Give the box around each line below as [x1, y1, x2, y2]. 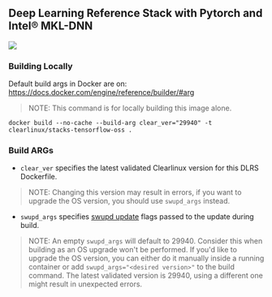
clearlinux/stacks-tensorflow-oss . [8, 126, 132, 135]
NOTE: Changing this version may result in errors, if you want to [28, 187, 242, 197]
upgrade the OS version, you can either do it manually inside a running [28, 253, 265, 263]
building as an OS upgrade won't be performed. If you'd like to [28, 245, 238, 255]
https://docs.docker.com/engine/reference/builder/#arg [8, 88, 195, 97]
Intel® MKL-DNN [8, 19, 93, 33]
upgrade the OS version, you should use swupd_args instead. [28, 196, 231, 206]
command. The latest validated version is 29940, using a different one [28, 271, 264, 281]
